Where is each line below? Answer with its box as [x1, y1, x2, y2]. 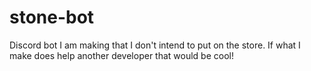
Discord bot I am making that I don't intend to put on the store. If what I [9, 39, 301, 51]
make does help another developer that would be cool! [9, 49, 234, 61]
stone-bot [9, 6, 95, 29]
